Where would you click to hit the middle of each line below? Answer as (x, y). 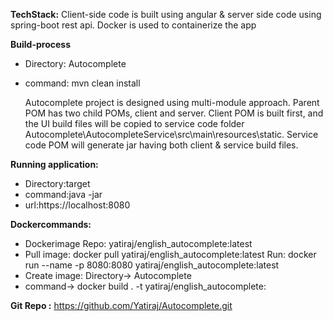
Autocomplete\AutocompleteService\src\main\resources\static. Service (171, 134)
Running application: (54, 164)
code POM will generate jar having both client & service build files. (161, 145)
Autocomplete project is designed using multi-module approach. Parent (172, 102)
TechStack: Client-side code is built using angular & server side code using (166, 14)
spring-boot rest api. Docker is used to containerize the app (133, 25)
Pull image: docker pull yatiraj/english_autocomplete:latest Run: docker (170, 254)
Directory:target (57, 183)
